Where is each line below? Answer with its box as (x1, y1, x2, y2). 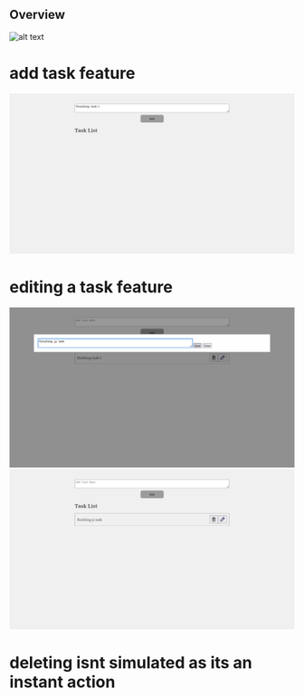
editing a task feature (9, 276, 174, 297)
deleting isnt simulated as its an (9, 652, 253, 673)
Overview (9, 7, 66, 23)
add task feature (9, 63, 136, 83)
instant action (9, 672, 116, 692)
